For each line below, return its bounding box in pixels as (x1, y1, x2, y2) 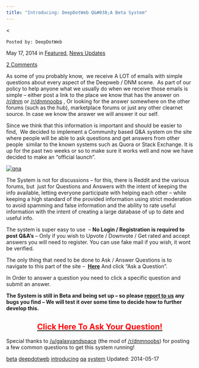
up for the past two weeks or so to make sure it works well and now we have (6, 147, 194, 154)
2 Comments (6, 61, 37, 68)
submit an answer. (6, 280, 51, 288)
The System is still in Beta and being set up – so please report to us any (6, 292, 185, 299)
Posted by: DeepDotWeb (6, 39, 62, 45)
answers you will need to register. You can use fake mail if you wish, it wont (6, 238, 191, 246)
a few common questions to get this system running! (6, 344, 135, 351)
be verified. (6, 244, 34, 252)
